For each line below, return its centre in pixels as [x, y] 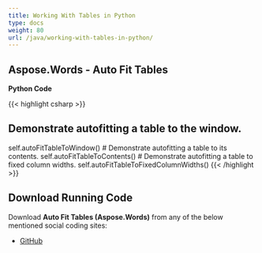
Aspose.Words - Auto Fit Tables [88, 69]
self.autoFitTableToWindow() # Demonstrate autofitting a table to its [118, 148]
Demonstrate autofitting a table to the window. [125, 128]
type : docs [26, 23]
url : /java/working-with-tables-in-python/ [81, 38]
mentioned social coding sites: [58, 225]
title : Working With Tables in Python [72, 15]
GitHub [31, 240]
